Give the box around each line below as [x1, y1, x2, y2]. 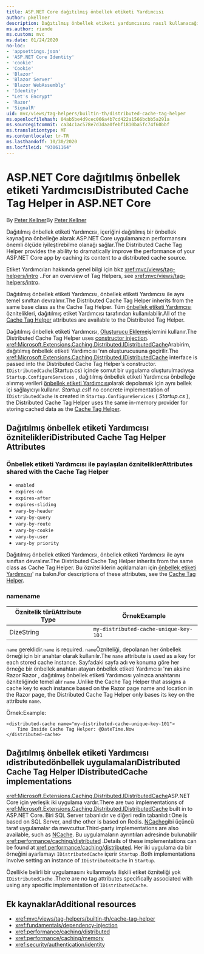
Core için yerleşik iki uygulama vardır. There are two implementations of [6, 799, 184, 806]
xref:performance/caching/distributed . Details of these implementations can [6, 837, 197, 845]
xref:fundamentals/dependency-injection [15, 922, 118, 929]
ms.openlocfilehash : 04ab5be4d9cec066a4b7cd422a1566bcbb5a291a [6, 116, 170, 122]
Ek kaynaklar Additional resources [6, 899, 137, 909]
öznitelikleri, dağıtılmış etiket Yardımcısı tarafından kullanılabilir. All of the [6, 310, 186, 317]
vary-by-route [15, 521, 51, 527]
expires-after [15, 495, 51, 501]
